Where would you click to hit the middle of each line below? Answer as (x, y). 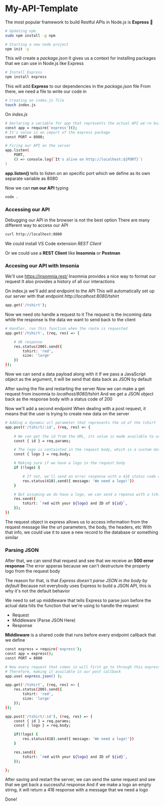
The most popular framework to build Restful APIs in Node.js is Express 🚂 (79, 22)
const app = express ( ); (29, 654)
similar (12, 537)
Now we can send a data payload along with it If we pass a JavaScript (75, 374)
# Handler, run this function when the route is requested (66, 329)
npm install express (26, 77)
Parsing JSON (22, 550)
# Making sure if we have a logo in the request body (70, 463)
